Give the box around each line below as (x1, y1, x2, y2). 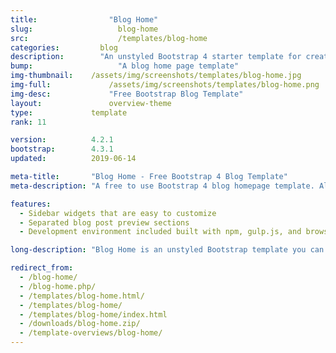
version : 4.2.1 (10, 135, 114, 145)
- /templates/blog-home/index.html (19, 309, 168, 320)
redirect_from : (10, 263, 74, 273)
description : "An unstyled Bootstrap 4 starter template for (10, 52, 302, 62)
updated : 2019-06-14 (10, 154, 137, 164)
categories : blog (10, 42, 118, 53)
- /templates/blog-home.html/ (19, 291, 145, 301)
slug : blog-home (10, 24, 159, 34)
